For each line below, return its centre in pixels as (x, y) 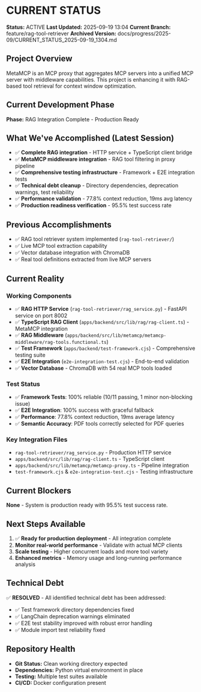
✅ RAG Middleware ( (41, 335)
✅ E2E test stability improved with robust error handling (84, 623)
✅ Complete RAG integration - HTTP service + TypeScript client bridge (103, 152)
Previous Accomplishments (59, 225)
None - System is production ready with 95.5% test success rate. (87, 505)
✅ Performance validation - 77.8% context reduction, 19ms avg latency (103, 199)
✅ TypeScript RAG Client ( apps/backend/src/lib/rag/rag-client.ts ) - (102, 322)
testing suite (30, 355)
